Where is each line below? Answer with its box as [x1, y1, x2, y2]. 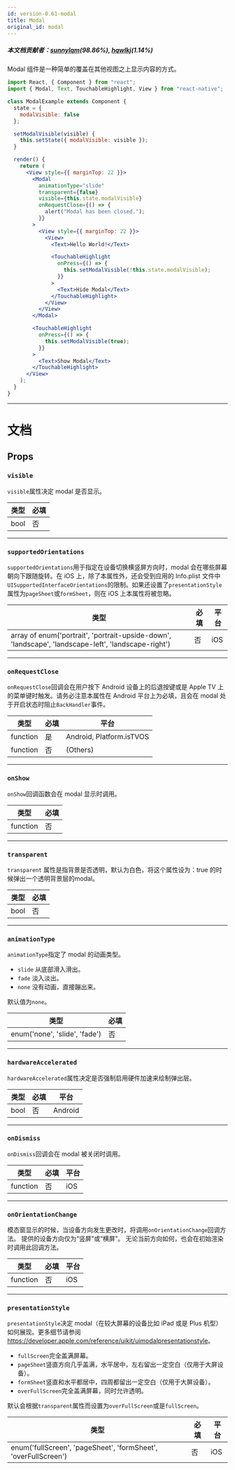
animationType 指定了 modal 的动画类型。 [7, 950, 124, 958]
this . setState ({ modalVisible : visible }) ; [20, 137, 149, 144]
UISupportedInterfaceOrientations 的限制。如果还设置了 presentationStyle [7, 580, 222, 589]
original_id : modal [7, 23, 64, 30]
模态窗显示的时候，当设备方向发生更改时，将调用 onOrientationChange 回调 [7, 1226, 220, 1234]
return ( [20, 163, 45, 170]
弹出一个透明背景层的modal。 [13, 874, 99, 883]
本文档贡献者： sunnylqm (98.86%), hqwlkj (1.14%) [7, 46, 154, 54]
